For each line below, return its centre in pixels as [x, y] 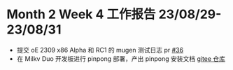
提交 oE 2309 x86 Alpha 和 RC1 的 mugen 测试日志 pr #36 [100, 50]
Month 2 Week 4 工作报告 [81, 14]
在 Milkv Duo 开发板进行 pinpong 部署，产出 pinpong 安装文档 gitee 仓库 [121, 58]
